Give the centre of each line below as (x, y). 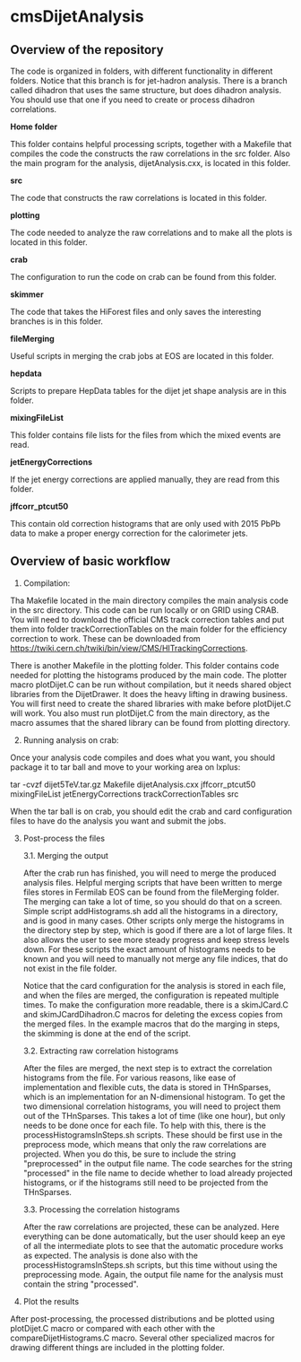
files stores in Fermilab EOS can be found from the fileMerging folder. (151, 892)
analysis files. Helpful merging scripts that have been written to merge (153, 882)
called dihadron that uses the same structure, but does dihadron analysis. (146, 90)
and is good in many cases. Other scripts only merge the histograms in (154, 921)
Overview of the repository (87, 50)
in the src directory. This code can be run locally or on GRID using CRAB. (145, 610)
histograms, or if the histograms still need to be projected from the (146, 1183)
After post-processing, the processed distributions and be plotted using (142, 1318)
